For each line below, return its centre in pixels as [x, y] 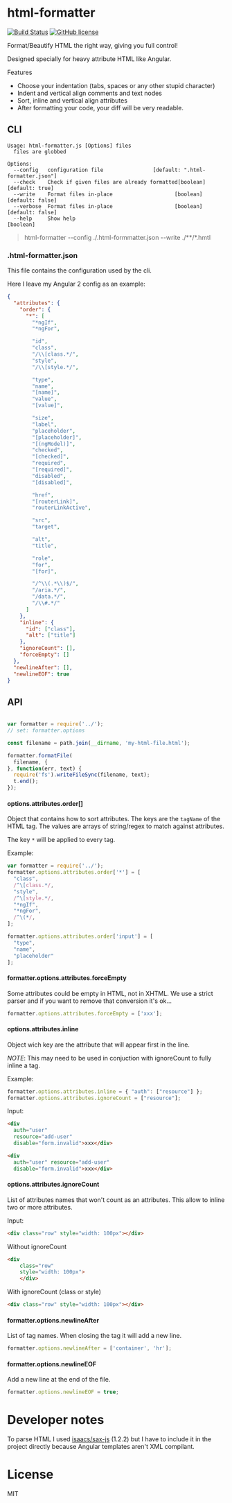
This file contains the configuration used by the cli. [80, 270]
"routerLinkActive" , [62, 508]
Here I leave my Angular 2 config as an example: [76, 284]
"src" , [42, 521]
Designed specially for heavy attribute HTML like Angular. [89, 59]
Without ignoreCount [37, 1246]
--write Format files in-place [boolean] [108, 194]
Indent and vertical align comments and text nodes [90, 93]
